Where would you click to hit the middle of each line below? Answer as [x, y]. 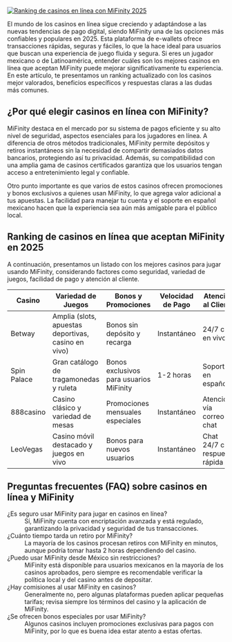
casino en [68, 342]
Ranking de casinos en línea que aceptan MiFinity [116, 237]
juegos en [68, 454]
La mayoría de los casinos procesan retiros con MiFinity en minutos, [121, 543]
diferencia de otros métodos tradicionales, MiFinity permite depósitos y [108, 143]
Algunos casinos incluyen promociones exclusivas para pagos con [119, 624]
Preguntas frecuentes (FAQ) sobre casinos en [107, 487]
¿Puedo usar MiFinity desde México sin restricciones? [84, 558]
